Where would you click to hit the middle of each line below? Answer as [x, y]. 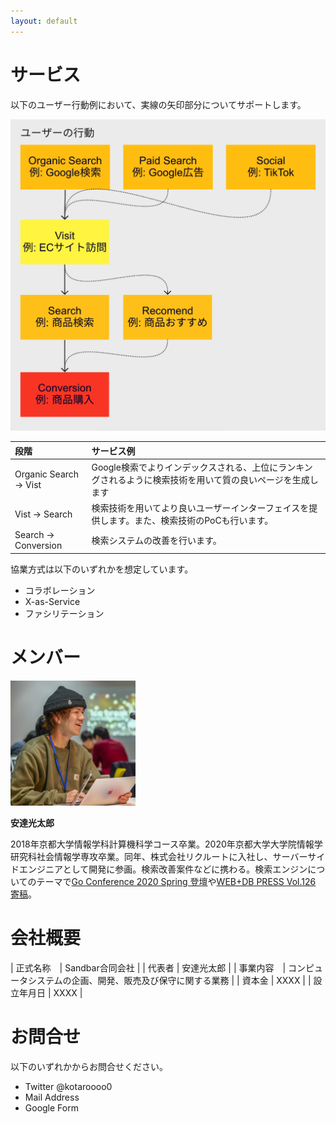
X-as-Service [52, 601]
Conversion [38, 546]
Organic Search [47, 474]
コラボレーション [60, 590]
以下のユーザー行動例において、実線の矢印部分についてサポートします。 [158, 104]
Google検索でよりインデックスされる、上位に [185, 467]
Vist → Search [43, 514]
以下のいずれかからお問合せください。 [89, 1066]
